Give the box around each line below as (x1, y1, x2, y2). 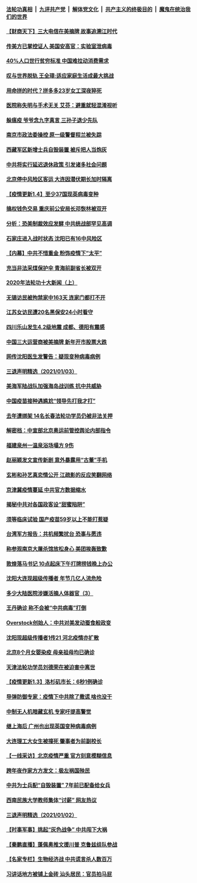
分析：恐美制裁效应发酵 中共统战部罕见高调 (6, 220, 112, 227)
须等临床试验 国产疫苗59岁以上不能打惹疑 (6, 516, 109, 523)
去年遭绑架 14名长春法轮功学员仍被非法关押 (6, 412, 113, 419)
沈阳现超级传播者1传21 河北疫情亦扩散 (6, 634, 100, 641)
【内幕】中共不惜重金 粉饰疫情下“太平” (6, 250, 103, 257)
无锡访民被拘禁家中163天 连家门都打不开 (6, 293, 106, 301)
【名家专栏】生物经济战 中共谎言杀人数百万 (6, 856, 112, 863)
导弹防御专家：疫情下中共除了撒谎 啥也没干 (6, 693, 112, 700)
